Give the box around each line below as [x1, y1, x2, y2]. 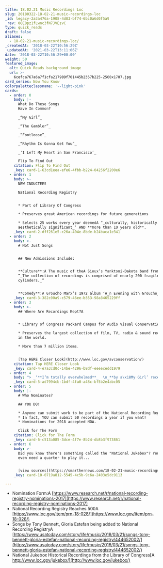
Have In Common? [17, 106, 51, 111]
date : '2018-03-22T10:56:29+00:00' [5, 52, 77, 57]
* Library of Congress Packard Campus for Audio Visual [17, 322, 133, 327]
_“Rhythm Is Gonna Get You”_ [17, 141, 77, 146]
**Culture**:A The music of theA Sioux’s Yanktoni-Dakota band [17, 269, 149, 274]
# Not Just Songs [17, 243, 53, 248]
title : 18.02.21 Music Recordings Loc [5, 7, 83, 12]
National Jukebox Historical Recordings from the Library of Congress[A [12, 552, 155, 558]
